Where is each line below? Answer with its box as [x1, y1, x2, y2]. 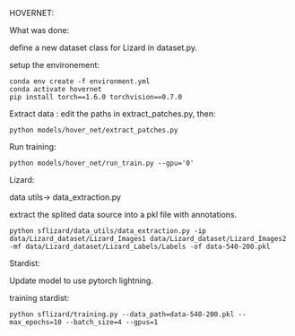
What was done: [9, 25, 70, 35]
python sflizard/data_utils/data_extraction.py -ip [9, 227, 206, 236]
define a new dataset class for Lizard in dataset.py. [9, 42, 198, 53]
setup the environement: [9, 60, 100, 70]
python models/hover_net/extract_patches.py [9, 125, 178, 134]
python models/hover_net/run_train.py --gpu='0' [9, 159, 195, 168]
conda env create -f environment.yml [9, 77, 151, 86]
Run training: [9, 142, 56, 151]
